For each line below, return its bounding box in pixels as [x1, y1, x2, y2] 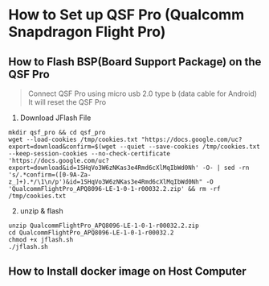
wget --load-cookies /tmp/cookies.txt [8, 135, 138, 143]
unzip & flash [19, 206, 64, 215]
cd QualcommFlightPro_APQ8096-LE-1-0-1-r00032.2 [8, 229, 174, 237]
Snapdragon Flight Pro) [8, 23, 166, 41]
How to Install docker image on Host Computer [8, 264, 247, 279]
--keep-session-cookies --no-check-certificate [8, 150, 171, 158]
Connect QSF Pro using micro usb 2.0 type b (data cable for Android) [27, 89, 258, 98]
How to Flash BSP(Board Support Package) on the [8, 55, 262, 68]
